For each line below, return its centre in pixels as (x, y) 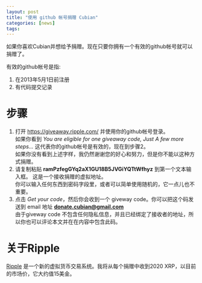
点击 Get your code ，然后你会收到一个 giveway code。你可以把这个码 (102, 199)
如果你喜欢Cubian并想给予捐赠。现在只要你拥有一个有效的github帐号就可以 (99, 46)
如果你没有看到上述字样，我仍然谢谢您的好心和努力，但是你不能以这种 (102, 154)
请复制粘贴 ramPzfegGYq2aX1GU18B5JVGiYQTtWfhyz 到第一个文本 (100, 169)
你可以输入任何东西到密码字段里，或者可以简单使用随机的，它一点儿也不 (105, 184)
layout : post (23, 12)
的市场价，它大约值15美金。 (41, 274)
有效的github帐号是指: (33, 67)
